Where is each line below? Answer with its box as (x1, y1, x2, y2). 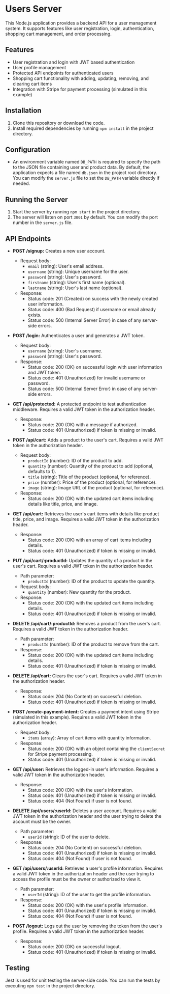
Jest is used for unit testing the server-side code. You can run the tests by (5, 977, 161, 983)
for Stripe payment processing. (27, 751, 93, 757)
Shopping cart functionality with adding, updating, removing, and (12, 75, 149, 81)
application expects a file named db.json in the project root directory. (12, 170, 157, 176)
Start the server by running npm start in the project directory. (12, 209, 141, 215)
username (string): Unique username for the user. (27, 268, 129, 274)
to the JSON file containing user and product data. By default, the (12, 164, 150, 171)
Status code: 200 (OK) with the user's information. (27, 787, 133, 793)
